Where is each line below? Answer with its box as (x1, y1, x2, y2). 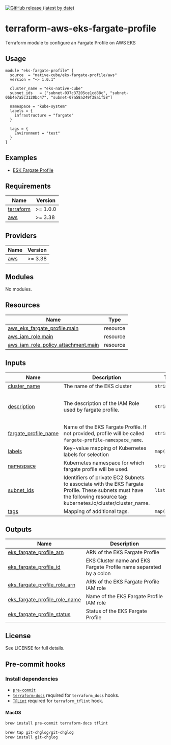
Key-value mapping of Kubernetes (63, 444, 147, 451)
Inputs (5, 358, 26, 368)
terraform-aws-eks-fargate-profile (5, 23, 157, 34)
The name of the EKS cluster (63, 382, 132, 390)
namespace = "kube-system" (10, 104, 67, 109)
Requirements (5, 182, 51, 190)
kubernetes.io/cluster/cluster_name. (63, 499, 150, 506)
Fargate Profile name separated (85, 563, 161, 571)
